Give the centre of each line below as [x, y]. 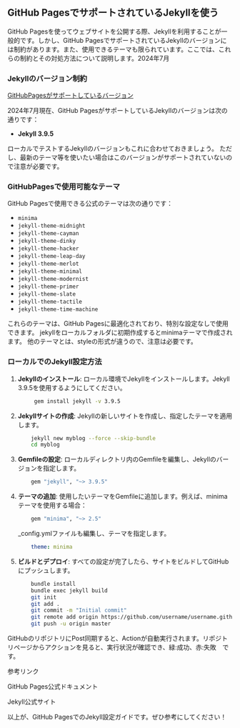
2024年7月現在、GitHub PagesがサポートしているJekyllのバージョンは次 [115, 111]
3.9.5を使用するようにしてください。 [72, 387]
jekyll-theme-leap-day [51, 256]
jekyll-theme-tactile [50, 302]
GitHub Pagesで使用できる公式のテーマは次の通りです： [90, 204]
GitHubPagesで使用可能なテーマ [64, 186]
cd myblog [45, 445]
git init [44, 597]
